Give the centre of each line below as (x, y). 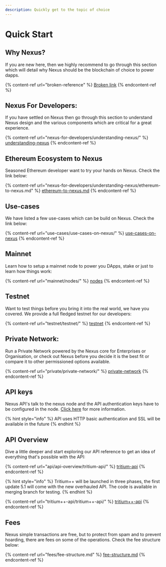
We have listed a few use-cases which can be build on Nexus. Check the (80, 218)
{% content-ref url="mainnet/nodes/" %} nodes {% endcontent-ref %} (78, 281)
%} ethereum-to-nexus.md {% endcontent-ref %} (85, 191)
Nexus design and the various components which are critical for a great (79, 123)
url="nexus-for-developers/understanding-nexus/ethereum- (99, 185)
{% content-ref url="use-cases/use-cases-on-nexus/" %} (65, 233)
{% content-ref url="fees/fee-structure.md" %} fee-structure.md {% (75, 555)
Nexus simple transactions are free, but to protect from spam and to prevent (83, 534)
